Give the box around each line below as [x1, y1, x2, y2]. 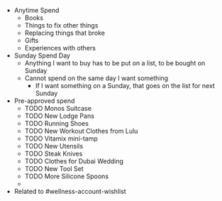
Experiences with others [24, 44, 96, 52]
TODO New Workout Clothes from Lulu [24, 127, 138, 135]
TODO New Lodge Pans [24, 112, 94, 120]
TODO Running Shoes [24, 119, 89, 127]
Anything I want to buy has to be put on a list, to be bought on [24, 59, 206, 67]
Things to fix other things [24, 21, 99, 29]
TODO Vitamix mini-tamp [24, 134, 98, 143]
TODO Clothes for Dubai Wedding [24, 157, 124, 165]
